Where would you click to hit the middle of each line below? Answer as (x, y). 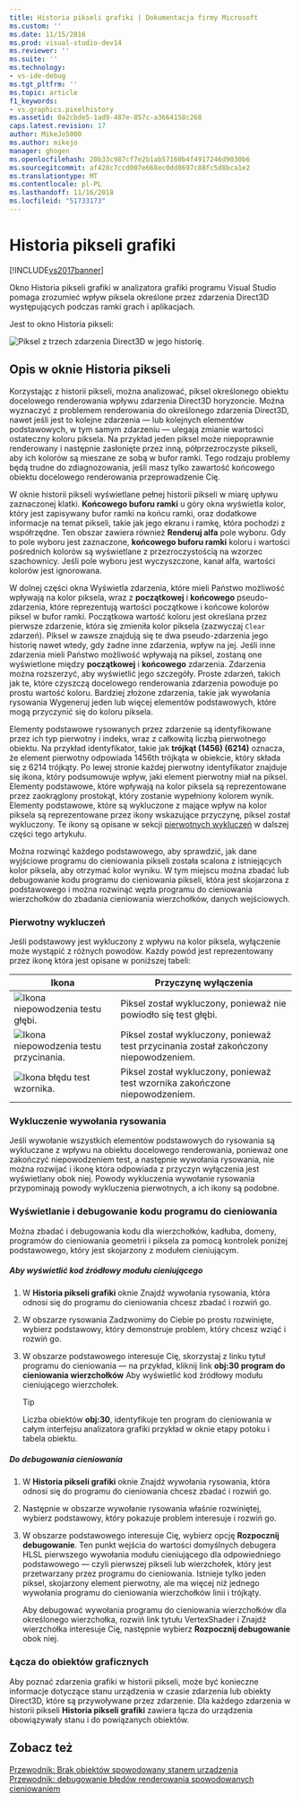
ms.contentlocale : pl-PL (56, 185)
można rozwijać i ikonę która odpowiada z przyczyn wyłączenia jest (134, 1169)
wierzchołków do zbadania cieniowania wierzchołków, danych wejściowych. (150, 898)
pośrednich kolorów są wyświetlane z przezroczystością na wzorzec (136, 551)
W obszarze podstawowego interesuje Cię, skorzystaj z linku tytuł (144, 1356)
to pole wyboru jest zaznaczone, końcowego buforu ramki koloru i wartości (150, 541)
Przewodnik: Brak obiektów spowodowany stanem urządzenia (124, 1769)
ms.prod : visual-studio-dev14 (66, 43)
